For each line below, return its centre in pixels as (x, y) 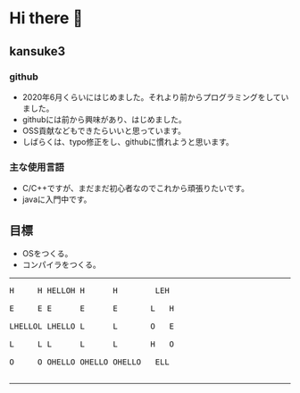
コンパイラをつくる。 (61, 264)
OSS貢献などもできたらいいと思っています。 (104, 130)
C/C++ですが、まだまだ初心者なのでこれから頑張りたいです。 (136, 188)
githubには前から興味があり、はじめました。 (104, 119)
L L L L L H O (92, 344)
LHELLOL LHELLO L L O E (92, 326)
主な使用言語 (37, 167)
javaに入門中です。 (57, 199)
